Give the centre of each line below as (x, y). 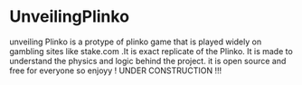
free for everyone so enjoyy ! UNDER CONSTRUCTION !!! (116, 71)
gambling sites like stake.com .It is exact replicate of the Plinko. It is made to (151, 51)
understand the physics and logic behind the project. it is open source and (148, 61)
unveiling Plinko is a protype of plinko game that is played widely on (136, 42)
